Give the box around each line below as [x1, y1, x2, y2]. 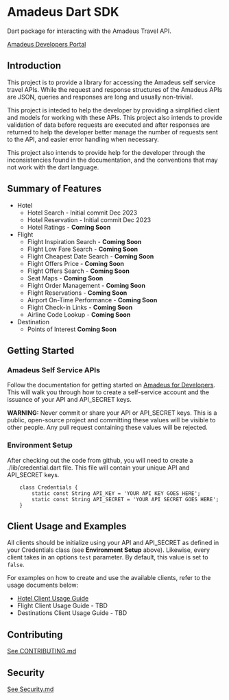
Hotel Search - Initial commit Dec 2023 [27, 208, 138, 217]
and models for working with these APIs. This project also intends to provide [7, 113, 223, 121]
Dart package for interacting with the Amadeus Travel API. [7, 27, 171, 35]
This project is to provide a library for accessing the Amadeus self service [7, 78, 216, 86]
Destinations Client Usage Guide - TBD [16, 609, 128, 617]
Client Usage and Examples [7, 520, 127, 532]
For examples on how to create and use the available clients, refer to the [7, 574, 211, 582]
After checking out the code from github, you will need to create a [7, 456, 193, 464]
